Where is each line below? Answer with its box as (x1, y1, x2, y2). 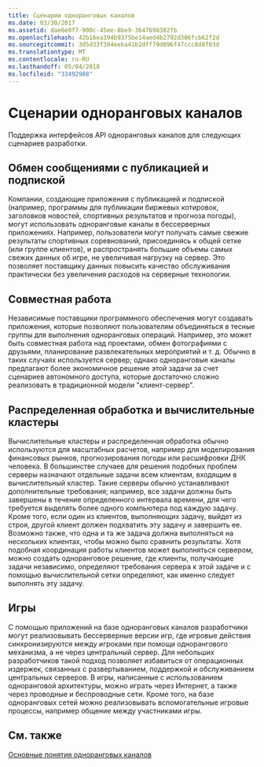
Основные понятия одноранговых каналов (8, 750, 152, 759)
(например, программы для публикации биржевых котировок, (8, 202, 219, 213)
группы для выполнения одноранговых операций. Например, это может (8, 330, 252, 339)
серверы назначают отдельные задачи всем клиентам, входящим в (8, 470, 237, 479)
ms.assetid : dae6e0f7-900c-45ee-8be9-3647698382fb (8, 26, 178, 34)
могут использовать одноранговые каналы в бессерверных (8, 220, 211, 229)
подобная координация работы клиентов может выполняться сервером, (8, 545, 254, 554)
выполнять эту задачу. (8, 579, 85, 587)
